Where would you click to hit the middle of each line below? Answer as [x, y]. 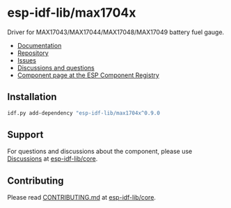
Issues [27, 60]
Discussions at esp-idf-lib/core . [53, 159]
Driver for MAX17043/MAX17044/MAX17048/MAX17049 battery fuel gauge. [116, 32]
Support [25, 135]
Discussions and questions [56, 67]
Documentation [39, 45]
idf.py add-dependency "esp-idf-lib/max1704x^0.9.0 [83, 113]
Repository [33, 53]
